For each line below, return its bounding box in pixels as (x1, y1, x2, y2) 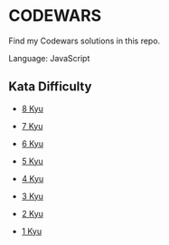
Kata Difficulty (8, 79, 92, 95)
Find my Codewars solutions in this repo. (8, 35, 161, 46)
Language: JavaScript (8, 52, 90, 63)
